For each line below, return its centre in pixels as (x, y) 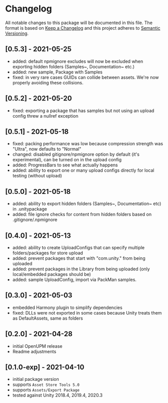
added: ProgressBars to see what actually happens (65, 165)
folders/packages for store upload (48, 253)
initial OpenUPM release (37, 346)
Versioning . (17, 33)
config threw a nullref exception (45, 116)
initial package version (36, 379)
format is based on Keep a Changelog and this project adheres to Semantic (83, 28)
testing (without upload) (37, 176)
